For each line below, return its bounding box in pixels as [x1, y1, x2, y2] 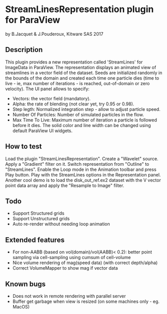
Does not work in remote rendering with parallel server [12, 293, 126, 299]
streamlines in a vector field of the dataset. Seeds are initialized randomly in [5, 70, 162, 76]
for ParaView [5, 14, 60, 26]
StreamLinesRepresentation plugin [5, 4, 154, 15]
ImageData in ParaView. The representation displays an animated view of [5, 64, 156, 70]
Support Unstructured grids [12, 216, 70, 222]
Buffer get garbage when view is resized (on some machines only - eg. [12, 298, 160, 304]
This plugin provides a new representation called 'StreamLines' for [5, 59, 143, 65]
